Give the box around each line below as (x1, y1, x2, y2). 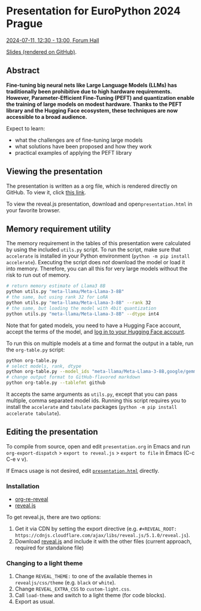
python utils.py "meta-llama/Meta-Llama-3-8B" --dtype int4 (6, 311, 160, 317)
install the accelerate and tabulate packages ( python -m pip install (6, 404, 178, 410)
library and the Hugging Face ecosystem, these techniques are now (6, 106, 178, 114)
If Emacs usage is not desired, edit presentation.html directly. (6, 467, 160, 474)
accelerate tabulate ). (6, 410, 61, 417)
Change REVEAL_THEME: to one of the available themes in (14, 573, 153, 580)
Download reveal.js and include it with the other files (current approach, (14, 538, 192, 545)
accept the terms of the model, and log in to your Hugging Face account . (6, 328, 186, 335)
